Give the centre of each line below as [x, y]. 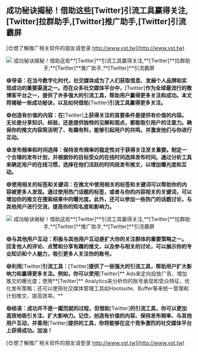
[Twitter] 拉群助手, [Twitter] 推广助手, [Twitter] [88, 22]
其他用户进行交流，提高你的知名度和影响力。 [60, 206]
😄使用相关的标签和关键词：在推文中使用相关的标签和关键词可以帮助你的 [94, 184]
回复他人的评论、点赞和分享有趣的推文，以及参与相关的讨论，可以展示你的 [96, 246]
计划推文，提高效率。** [35, 295]
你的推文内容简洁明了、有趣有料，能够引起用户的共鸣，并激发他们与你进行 [101, 130]
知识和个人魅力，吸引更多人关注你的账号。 [63, 254]
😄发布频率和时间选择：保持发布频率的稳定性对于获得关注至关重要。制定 [94, 150]
